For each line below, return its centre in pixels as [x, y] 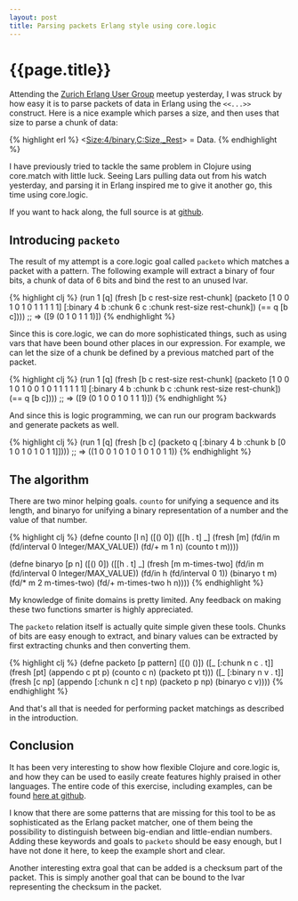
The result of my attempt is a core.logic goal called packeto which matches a [149, 261]
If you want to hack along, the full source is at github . [107, 212]
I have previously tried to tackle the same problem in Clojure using [130, 166]
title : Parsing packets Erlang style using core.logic [113, 26]
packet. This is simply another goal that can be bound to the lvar [127, 877]
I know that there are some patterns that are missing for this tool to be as [142, 813]
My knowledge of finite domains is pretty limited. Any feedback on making [145, 600]
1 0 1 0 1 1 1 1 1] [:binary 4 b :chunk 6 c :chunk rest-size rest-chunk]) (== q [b [149, 307]
